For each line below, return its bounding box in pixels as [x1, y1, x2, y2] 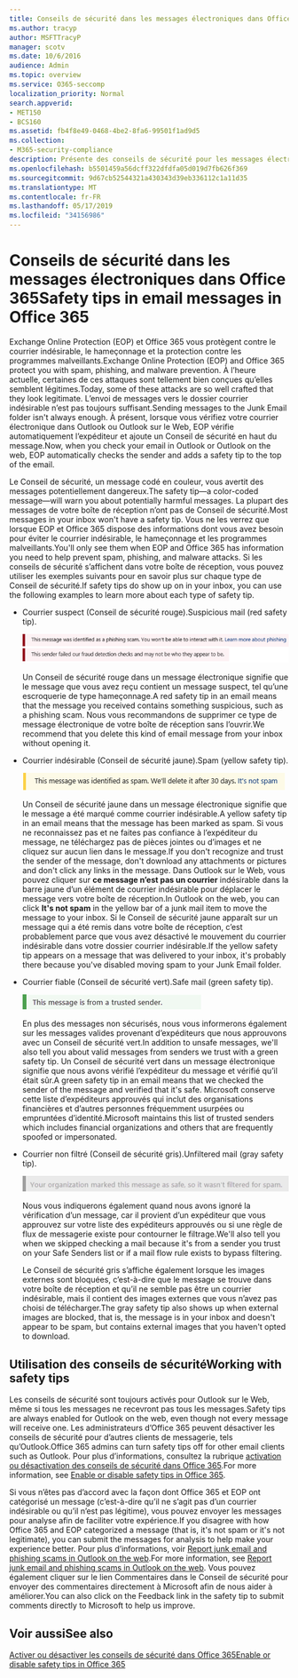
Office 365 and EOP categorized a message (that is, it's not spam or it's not [9, 1524, 286, 1536]
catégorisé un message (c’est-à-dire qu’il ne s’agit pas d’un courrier [9, 1497, 257, 1507]
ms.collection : [9, 136, 66, 146]
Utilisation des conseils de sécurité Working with [9, 1356, 282, 1372]
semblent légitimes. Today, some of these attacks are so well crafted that [9, 383, 274, 394]
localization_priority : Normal [9, 89, 125, 98]
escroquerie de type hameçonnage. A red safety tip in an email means [21, 691, 278, 702]
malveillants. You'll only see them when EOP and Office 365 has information [9, 542, 284, 553]
